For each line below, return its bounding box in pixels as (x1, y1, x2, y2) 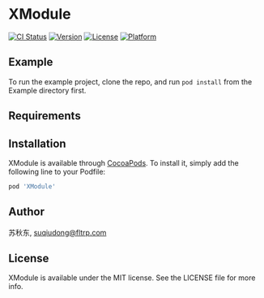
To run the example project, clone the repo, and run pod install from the (8, 76, 253, 86)
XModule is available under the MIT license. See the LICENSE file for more (8, 273, 256, 283)
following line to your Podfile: (8, 166, 106, 176)
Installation (8, 136, 66, 150)
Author (8, 205, 45, 219)
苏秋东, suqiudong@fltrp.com (8, 227, 107, 237)
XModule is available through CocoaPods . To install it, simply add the (8, 158, 239, 167)
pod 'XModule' (8, 182, 57, 191)
